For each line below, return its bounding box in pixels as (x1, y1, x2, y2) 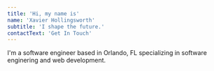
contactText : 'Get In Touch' (7, 29, 92, 37)
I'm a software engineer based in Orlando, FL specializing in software (7, 49, 208, 57)
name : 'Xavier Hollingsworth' (7, 17, 96, 24)
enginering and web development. (7, 56, 106, 65)
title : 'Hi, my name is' (7, 10, 80, 17)
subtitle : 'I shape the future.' (7, 23, 105, 30)
